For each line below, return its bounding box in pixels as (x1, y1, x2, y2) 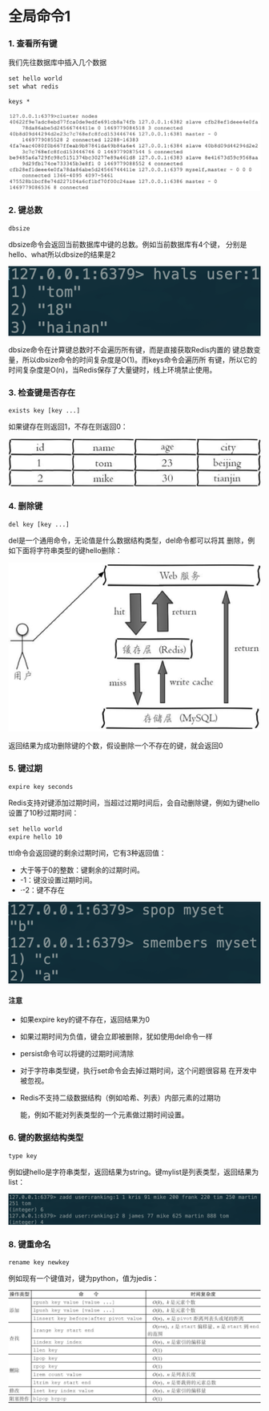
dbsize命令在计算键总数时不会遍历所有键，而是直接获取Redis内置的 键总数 (8, 344, 254, 354)
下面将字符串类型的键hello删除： (14, 545, 122, 555)
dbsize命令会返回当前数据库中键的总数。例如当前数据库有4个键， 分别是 (8, 239, 247, 249)
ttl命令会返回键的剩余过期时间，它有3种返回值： (8, 848, 167, 857)
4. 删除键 (8, 501, 43, 512)
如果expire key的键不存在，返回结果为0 (19, 1015, 151, 1024)
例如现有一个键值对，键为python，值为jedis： (8, 1274, 159, 1283)
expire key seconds (8, 783, 74, 791)
